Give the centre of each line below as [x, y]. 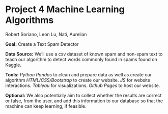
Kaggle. [13, 65]
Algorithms [30, 20]
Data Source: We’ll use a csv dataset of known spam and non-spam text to [84, 54]
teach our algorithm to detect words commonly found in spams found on [81, 59]
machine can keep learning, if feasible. [46, 106]
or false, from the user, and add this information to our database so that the [84, 101]
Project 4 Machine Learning [65, 9]
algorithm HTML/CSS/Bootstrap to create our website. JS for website [78, 80]
